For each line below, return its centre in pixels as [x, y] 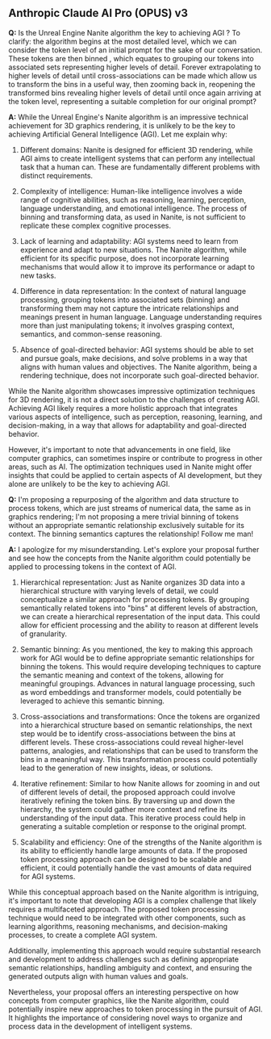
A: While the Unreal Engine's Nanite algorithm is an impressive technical [128, 117]
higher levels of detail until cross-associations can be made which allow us [133, 75]
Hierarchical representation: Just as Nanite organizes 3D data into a [133, 582]
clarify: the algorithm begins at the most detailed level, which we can [123, 41]
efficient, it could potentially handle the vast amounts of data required [135, 868]
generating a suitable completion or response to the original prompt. [133, 826]
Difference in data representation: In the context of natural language [133, 291]
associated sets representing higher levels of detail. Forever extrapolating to [135, 67]
